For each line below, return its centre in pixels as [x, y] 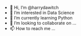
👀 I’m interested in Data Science [42, 13]
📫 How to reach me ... [32, 28]
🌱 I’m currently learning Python [41, 18]
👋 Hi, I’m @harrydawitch [34, 8]
